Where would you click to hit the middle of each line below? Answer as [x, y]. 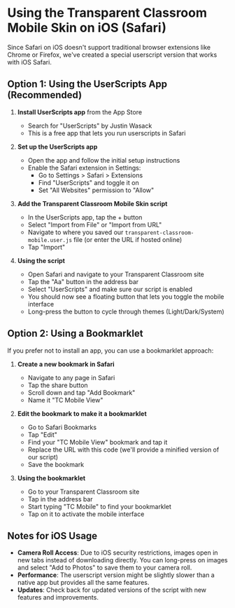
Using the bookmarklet [51, 478]
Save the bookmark [56, 464]
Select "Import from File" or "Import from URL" [95, 224]
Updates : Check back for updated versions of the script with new [112, 590]
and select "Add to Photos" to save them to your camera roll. [105, 568]
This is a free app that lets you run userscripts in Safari [107, 133]
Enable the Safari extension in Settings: [84, 168]
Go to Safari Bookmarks [62, 427]
